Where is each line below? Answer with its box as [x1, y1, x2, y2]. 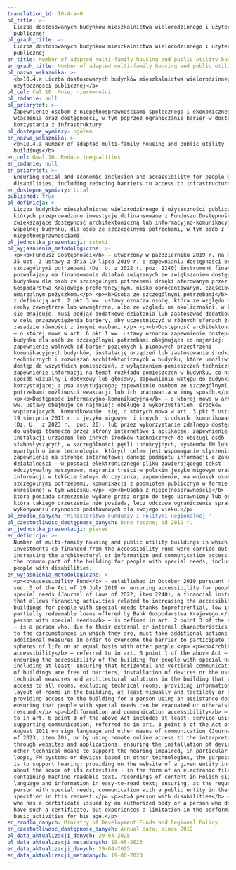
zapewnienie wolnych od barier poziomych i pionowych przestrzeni [13, 343, 212, 350]
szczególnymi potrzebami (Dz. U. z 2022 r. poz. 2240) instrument [13, 265, 212, 272]
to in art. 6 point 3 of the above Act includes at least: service [13, 715, 216, 722]
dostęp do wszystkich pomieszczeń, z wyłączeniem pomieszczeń [13, 363, 199, 370]
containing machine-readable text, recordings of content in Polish [13, 773, 218, 781]
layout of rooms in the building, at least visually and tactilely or [13, 688, 225, 695]
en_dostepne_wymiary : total [7, 187, 90, 194]
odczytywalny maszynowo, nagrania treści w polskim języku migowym [13, 467, 216, 474]
